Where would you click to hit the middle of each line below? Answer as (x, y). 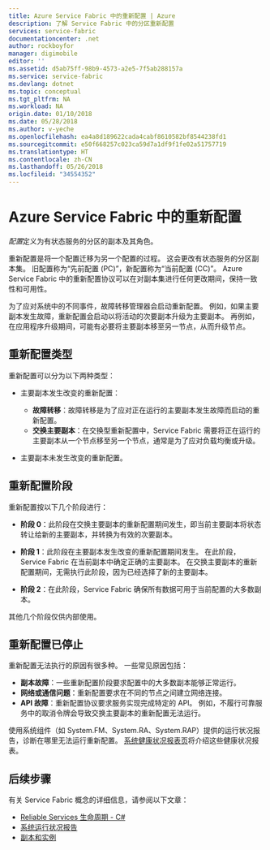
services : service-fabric (52, 31)
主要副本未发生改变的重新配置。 (73, 457)
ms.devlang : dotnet (41, 84)
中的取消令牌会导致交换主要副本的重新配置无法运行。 (116, 713)
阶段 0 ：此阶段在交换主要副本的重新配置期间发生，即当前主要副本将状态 (141, 524)
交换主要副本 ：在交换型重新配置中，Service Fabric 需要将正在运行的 (146, 430)
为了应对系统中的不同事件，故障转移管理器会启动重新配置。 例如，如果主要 (134, 306)
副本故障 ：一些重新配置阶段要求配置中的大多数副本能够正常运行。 (130, 683)
